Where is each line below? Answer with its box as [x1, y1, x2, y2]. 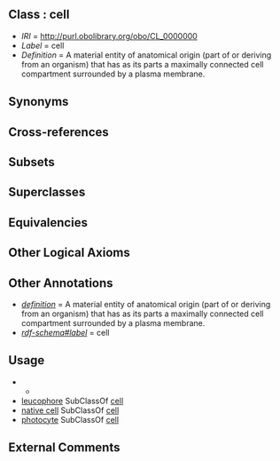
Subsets [8, 155, 55, 170]
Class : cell [8, 7, 70, 22]
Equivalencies [8, 215, 88, 230]
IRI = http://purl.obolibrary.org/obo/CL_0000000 [20, 30, 198, 41]
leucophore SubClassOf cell [20, 395, 124, 406]
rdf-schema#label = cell [20, 327, 110, 338]
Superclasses [8, 185, 86, 200]
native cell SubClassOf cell [20, 404, 120, 416]
